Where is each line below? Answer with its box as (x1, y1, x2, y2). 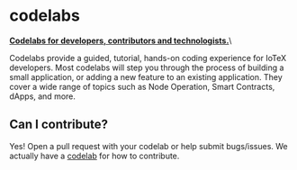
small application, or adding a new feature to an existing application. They (9, 71, 283, 82)
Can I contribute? (9, 117, 109, 132)
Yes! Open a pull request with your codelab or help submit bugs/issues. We (9, 140, 288, 151)
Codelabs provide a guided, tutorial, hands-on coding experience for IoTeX (9, 52, 287, 63)
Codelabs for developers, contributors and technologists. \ (9, 35, 232, 46)
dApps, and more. (9, 91, 76, 102)
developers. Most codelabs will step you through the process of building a (9, 62, 284, 73)
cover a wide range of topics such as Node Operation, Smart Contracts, (9, 81, 275, 92)
